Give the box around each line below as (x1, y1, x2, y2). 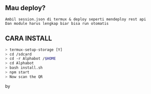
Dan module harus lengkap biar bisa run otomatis (5, 21, 109, 26)
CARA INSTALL (5, 34, 53, 43)
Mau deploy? (5, 4, 46, 12)
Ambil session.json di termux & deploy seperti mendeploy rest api (5, 17, 147, 21)
